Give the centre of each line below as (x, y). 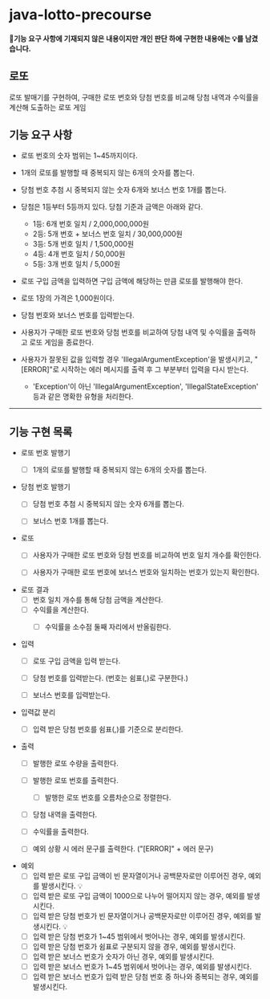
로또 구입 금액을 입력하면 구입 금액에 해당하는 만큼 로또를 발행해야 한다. (132, 281)
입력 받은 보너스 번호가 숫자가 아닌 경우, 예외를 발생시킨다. (123, 956)
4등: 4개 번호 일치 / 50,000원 (79, 254)
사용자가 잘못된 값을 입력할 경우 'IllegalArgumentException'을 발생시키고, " (139, 360)
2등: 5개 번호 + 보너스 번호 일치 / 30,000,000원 (107, 234)
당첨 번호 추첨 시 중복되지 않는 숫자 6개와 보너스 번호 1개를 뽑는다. (123, 190)
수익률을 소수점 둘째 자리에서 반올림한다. (108, 626)
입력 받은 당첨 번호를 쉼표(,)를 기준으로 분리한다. (108, 729)
